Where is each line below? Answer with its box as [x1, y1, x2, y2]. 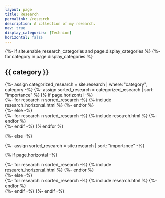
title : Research [5, 12, 39, 17]
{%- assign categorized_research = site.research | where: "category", [5, 81, 147, 87]
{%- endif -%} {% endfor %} [5, 123, 64, 129]
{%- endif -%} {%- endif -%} [5, 188, 65, 194]
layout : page [5, 7, 32, 12]
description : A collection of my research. [5, 21, 96, 26]
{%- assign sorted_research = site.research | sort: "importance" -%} [5, 142, 145, 148]
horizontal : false [5, 35, 43, 40]
